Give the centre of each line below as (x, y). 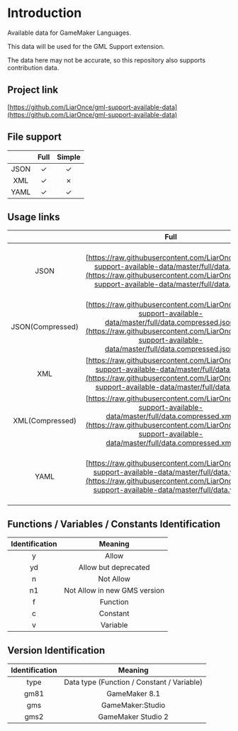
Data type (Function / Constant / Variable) (133, 682)
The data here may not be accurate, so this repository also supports (107, 60)
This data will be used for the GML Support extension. (86, 46)
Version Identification (56, 650)
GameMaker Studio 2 (133, 716)
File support (35, 137)
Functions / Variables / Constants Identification (114, 524)
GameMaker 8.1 (133, 694)
